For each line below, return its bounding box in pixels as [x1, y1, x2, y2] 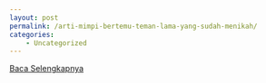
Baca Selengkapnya [9, 63, 84, 74]
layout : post [9, 13, 59, 23]
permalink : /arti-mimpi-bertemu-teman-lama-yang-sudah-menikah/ [9, 22, 258, 31]
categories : [9, 30, 54, 39]
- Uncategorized [25, 38, 88, 48]
